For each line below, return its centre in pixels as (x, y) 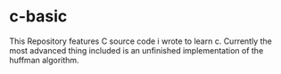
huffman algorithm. (44, 60)
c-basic (38, 16)
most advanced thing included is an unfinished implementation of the (136, 50)
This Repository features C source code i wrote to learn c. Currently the (140, 41)
